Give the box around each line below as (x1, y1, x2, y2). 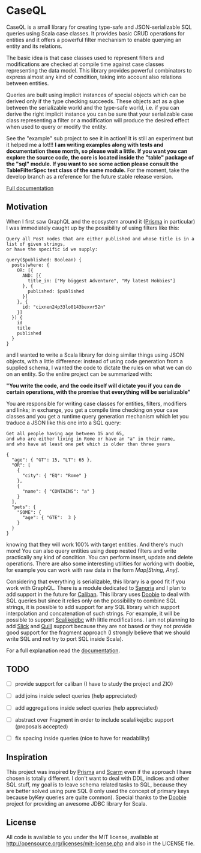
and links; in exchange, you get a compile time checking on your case (6, 406, 179, 414)
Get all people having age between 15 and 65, (6, 430, 125, 436)
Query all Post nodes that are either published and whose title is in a (6, 236, 195, 242)
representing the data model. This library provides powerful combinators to (6, 67, 192, 74)
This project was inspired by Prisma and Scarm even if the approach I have (6, 768, 192, 775)
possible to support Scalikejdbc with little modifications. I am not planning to (6, 616, 195, 623)
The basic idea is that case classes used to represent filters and (6, 54, 164, 61)
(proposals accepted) (14, 723, 68, 730)
